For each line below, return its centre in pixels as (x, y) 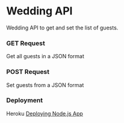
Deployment (25, 100)
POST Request (28, 72)
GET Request (26, 43)
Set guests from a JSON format (45, 85)
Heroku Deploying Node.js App (45, 113)
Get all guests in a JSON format (45, 56)
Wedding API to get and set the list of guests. (62, 28)
